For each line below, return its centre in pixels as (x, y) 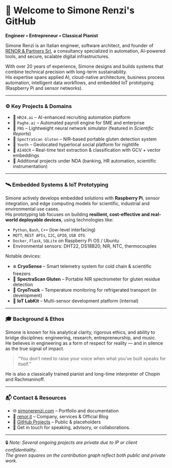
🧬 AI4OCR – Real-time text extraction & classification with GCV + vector (87, 150)
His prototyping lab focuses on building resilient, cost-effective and (78, 214)
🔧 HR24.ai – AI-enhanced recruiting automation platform (71, 117)
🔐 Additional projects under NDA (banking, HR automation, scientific (84, 161)
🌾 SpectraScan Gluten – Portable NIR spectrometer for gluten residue (86, 279)
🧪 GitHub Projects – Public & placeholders (57, 422)
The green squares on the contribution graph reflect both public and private (85, 455)
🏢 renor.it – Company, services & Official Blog (60, 417)
